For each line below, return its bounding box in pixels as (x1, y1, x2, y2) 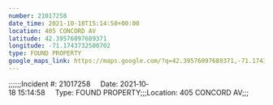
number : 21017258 (8, 11, 67, 20)
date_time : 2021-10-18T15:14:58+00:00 (8, 19, 140, 27)
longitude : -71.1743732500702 (8, 42, 111, 50)
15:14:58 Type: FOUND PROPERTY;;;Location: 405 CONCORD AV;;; (17, 87, 249, 97)
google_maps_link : (8, 57, 71, 65)
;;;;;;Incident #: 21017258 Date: (8, 78, 119, 89)
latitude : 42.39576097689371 (8, 34, 107, 43)
